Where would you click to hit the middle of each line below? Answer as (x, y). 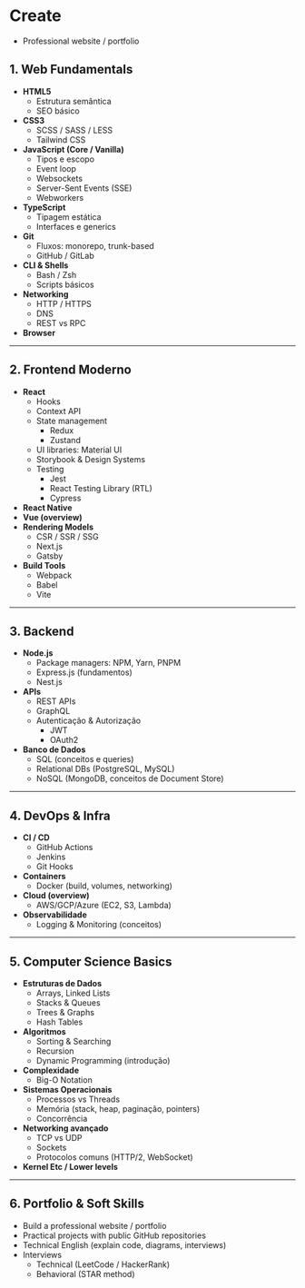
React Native (47, 507)
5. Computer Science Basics (91, 961)
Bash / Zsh (56, 274)
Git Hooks (55, 867)
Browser (39, 332)
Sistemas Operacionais (67, 1090)
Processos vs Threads (78, 1099)
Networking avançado (65, 1128)
